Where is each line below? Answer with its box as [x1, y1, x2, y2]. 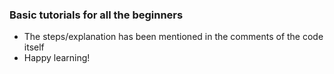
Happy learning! [23, 52, 91, 64]
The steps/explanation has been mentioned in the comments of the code [23, 31, 324, 43]
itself [23, 41, 45, 53]
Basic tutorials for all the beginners [9, 8, 184, 22]
